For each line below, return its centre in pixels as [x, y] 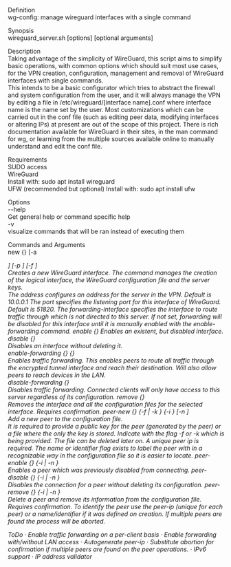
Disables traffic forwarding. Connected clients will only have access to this [114, 389]
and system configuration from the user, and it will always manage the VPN [114, 95]
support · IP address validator [50, 556]
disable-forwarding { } [38, 382]
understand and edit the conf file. [55, 146]
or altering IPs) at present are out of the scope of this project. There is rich [113, 124]
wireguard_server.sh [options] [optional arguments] [80, 38]
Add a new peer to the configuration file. [65, 419]
